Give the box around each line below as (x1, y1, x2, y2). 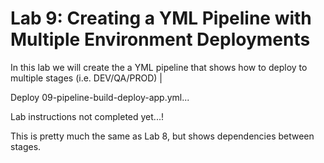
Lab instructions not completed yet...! (10, 110, 164, 122)
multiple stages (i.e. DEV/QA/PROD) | (10, 72, 163, 84)
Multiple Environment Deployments (10, 28, 311, 51)
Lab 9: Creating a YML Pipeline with (10, 7, 312, 30)
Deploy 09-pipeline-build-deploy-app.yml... (10, 91, 190, 103)
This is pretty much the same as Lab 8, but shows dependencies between (10, 130, 315, 142)
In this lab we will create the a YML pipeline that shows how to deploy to (10, 61, 308, 73)
